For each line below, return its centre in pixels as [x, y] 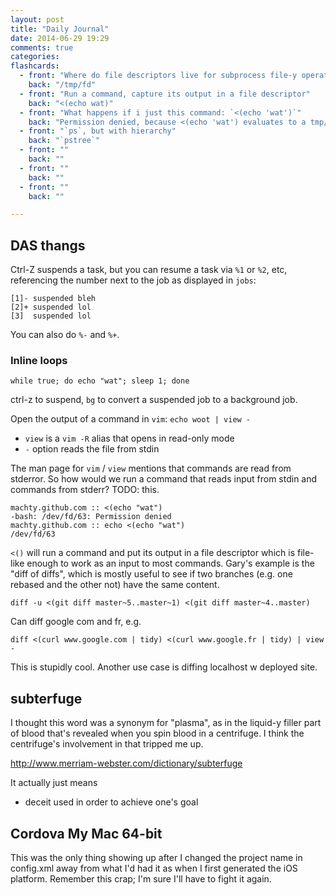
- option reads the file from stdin [92, 449]
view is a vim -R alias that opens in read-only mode [129, 438]
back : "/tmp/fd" [62, 85]
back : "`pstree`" [64, 141]
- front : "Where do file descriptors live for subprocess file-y [158, 76]
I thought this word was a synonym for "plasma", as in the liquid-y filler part [166, 723]
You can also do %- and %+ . [65, 335]
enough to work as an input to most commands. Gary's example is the [170, 563]
